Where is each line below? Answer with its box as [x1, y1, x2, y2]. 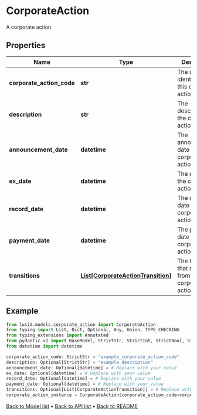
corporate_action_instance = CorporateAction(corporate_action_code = [6, 392, 180, 398]
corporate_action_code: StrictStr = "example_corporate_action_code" [6, 353, 180, 360]
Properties [6, 40, 46, 50]
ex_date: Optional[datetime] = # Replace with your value [6, 370, 151, 376]
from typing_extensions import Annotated [6, 332, 109, 338]
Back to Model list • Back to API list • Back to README [6, 403, 138, 410]
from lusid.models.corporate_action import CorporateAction [6, 321, 157, 328]
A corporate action [6, 23, 52, 30]
